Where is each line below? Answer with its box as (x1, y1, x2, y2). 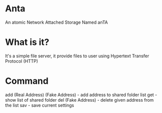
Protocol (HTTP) (5, 58, 38, 64)
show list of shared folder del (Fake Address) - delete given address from (5, 97, 154, 103)
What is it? (5, 37, 50, 48)
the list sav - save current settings (5, 102, 74, 108)
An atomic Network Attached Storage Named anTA (5, 19, 108, 25)
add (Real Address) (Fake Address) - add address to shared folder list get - (5, 92, 158, 98)
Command (5, 75, 49, 87)
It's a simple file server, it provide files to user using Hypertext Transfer (5, 53, 149, 59)
